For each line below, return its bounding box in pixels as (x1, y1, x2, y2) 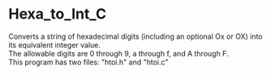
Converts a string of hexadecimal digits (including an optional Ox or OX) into (8, 31, 263, 41)
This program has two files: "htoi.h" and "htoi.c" (8, 57, 169, 67)
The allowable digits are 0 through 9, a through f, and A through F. (8, 48, 229, 58)
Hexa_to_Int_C (8, 5, 107, 23)
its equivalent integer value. (8, 40, 101, 49)
